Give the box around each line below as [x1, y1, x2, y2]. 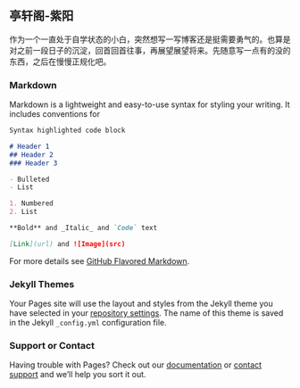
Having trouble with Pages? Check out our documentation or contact [9, 359, 262, 370]
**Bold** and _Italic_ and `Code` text [9, 224, 158, 233]
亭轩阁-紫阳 [9, 8, 74, 24]
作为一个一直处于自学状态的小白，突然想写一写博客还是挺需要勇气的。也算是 [9, 34, 291, 45]
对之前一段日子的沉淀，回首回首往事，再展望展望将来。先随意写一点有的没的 [9, 45, 291, 55]
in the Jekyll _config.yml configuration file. [9, 318, 167, 328]
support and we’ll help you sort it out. [9, 369, 146, 380]
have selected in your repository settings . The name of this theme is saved [9, 308, 284, 318]
